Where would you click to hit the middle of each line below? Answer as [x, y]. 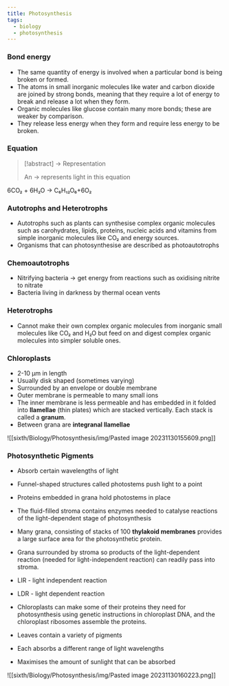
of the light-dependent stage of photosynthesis [84, 518]
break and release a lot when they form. [74, 101]
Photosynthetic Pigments [51, 455]
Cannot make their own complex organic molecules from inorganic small [119, 326]
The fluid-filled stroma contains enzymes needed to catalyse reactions [117, 511]
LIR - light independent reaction [62, 580]
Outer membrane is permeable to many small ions [88, 395]
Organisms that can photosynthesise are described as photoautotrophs [118, 245]
